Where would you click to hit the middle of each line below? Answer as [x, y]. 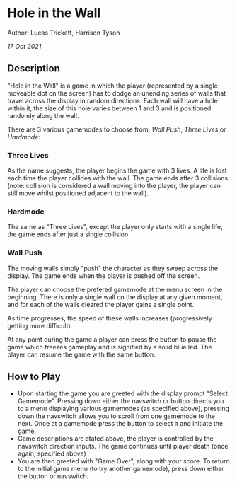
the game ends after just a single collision [68, 234]
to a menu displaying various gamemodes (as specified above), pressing [123, 409]
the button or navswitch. [53, 476]
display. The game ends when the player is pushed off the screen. [104, 276]
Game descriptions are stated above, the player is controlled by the [115, 439]
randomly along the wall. [43, 115]
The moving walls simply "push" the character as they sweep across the [112, 268]
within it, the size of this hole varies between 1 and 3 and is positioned [109, 108]
